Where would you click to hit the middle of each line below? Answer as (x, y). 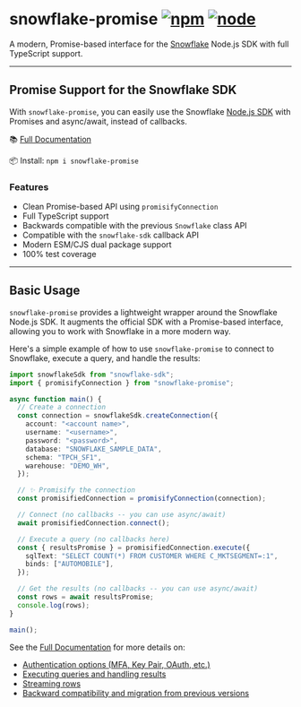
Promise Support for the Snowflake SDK (123, 90)
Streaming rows (52, 683)
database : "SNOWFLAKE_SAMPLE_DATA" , (94, 449)
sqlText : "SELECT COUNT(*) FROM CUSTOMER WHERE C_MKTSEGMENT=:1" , (152, 556)
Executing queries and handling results (94, 674)
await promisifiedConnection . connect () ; (94, 523)
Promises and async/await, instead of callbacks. (99, 121)
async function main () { (56, 399)
